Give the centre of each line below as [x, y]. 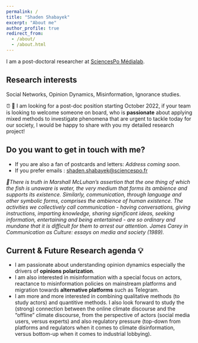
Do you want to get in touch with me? [76, 150]
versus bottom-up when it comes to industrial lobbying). [83, 334]
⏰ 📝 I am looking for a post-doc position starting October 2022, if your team [98, 106]
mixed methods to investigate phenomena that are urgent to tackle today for [99, 118]
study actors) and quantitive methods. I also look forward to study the [100, 303]
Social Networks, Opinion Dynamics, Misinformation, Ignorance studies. [94, 94]
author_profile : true [33, 28]
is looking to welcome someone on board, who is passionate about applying [99, 112]
